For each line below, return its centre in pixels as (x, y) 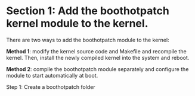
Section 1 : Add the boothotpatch (88, 11)
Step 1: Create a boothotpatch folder (51, 87)
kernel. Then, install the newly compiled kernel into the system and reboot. (98, 57)
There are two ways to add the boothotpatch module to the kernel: (88, 40)
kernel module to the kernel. (77, 23)
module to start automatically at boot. (52, 75)
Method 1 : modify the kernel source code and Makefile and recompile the (96, 51)
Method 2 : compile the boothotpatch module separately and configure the (97, 69)
